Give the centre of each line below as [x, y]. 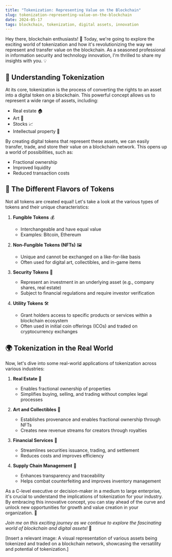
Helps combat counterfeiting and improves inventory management [91, 481]
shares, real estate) [41, 287]
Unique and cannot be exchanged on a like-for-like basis [80, 257]
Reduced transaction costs [41, 173]
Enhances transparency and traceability [63, 475]
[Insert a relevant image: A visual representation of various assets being [81, 538]
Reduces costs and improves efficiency [62, 455]
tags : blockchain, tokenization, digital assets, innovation [72, 24]
